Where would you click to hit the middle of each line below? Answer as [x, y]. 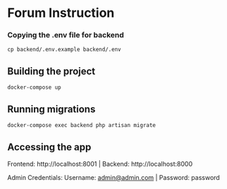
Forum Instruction [61, 13]
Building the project [51, 71]
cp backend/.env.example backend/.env [64, 50]
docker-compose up [34, 87]
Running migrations [51, 109]
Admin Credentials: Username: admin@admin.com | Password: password [114, 177]
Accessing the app [49, 147]
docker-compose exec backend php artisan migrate [82, 126]
